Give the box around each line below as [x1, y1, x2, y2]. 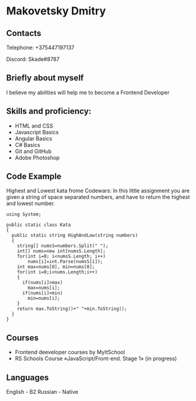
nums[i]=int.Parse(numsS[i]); [28, 259, 103, 265]
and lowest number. [6, 200, 55, 207]
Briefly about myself [6, 73, 84, 83]
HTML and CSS [14, 122, 53, 129]
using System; [6, 212, 42, 218]
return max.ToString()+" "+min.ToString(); [17, 306, 128, 312]
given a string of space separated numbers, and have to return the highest [6, 194, 190, 201]
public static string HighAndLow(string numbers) [11, 233, 138, 239]
